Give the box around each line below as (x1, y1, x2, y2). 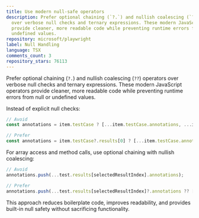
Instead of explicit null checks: (6, 105, 81, 112)
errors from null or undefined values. (6, 93, 96, 101)
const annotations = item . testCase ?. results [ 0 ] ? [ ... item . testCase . (6, 138, 182, 144)
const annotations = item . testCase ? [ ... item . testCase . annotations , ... (6, 122, 192, 128)
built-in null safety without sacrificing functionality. (6, 205, 130, 212)
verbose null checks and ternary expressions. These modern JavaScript (6, 81, 182, 88)
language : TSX (6, 47, 41, 53)
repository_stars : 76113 (6, 58, 68, 64)
